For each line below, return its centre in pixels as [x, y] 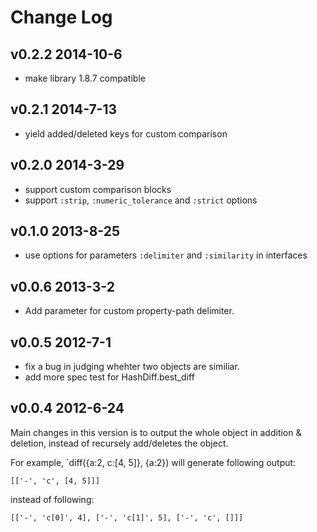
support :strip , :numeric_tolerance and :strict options [141, 200]
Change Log [61, 17]
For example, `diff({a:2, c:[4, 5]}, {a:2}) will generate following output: [153, 462]
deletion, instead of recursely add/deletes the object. [119, 443]
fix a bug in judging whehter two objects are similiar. [132, 367]
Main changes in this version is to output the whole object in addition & [156, 432]
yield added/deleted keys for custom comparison [126, 133]
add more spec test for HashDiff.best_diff [109, 377]
